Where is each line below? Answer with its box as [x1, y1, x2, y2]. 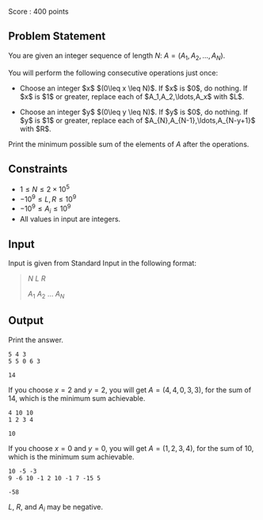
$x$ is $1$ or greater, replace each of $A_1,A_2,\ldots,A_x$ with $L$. [19, 91, 245, 101]
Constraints [8, 162, 68, 175]
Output [8, 314, 44, 327]
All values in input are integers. [19, 214, 121, 224]
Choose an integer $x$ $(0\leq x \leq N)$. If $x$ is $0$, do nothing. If [19, 83, 248, 93]
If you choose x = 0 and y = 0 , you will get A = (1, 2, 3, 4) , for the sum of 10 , [8, 443, 254, 453]
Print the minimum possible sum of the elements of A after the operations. [8, 139, 250, 149]
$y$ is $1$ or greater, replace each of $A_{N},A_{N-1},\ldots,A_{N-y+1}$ [19, 115, 256, 125]
